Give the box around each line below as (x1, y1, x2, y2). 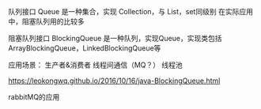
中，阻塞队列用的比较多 (8, 17, 85, 26)
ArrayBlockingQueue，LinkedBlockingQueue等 (8, 43, 161, 53)
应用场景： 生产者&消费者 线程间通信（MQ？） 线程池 (8, 60, 183, 70)
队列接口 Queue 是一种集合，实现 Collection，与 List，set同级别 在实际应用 (8, 7, 253, 16)
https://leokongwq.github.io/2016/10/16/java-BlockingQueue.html (8, 76, 221, 85)
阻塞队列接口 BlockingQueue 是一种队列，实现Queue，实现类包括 (8, 34, 222, 43)
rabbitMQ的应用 (8, 92, 60, 101)
